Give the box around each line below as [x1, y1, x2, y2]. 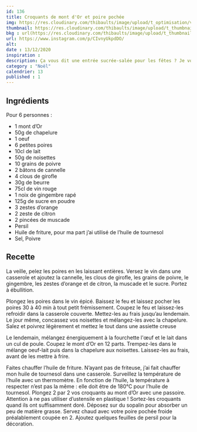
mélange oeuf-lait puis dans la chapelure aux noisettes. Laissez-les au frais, [6, 346, 190, 353]
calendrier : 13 [6, 69, 43, 75]
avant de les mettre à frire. [6, 353, 70, 360]
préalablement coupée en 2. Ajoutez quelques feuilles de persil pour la [6, 414, 177, 421]
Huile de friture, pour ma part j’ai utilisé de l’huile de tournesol [14, 228, 164, 235]
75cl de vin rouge [14, 185, 57, 192]
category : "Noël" [6, 63, 51, 69]
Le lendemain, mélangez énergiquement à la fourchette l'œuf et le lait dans [6, 334, 188, 341]
